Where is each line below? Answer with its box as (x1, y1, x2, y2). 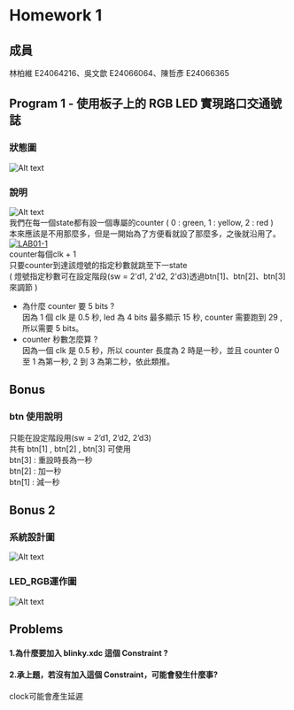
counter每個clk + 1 (9, 249, 77, 259)
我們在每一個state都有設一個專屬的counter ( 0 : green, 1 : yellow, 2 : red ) (9, 217, 275, 228)
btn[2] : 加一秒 (9, 466, 62, 476)
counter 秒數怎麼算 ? (21, 334, 98, 344)
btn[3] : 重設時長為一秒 (9, 454, 93, 465)
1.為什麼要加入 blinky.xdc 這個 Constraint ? (9, 647, 168, 658)
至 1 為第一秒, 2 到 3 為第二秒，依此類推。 (21, 356, 175, 367)
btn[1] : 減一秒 (9, 476, 60, 487)
